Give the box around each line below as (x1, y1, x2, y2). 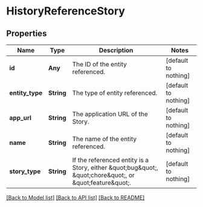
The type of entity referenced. (72, 89, 158, 97)
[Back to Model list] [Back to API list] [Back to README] (6, 194, 145, 201)
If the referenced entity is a (72, 156, 149, 164)
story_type (9, 167, 41, 176)
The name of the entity (72, 135, 137, 143)
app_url (9, 113, 32, 122)
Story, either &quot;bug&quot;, (72, 164, 158, 171)
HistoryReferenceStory (6, 4, 126, 18)
